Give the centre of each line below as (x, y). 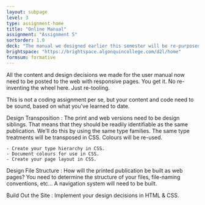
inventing (18, 88)
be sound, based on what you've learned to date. (68, 106)
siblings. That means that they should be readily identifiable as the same (97, 124)
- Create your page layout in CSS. (52, 159)
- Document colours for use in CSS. (53, 154)
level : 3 (17, 18)
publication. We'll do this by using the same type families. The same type (98, 131)
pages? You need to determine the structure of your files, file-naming (93, 177)
